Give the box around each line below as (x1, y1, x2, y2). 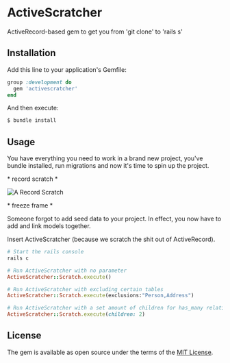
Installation (7, 47, 56, 59)
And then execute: (7, 104, 59, 112)
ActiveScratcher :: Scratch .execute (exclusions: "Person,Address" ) (7, 292, 194, 299)
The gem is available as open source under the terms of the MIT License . (7, 348, 214, 356)
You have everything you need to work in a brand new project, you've (7, 154, 203, 162)
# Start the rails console (7, 249, 84, 255)
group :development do (7, 79, 72, 86)
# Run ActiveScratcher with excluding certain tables (7, 286, 164, 292)
